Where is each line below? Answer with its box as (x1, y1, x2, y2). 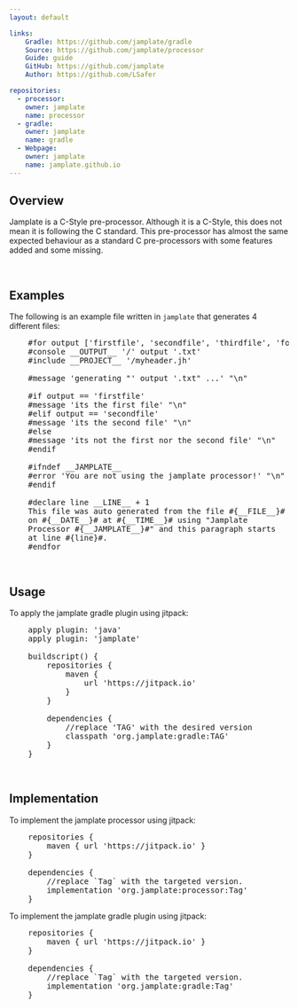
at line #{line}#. (27, 533, 108, 543)
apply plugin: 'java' (27, 625, 122, 635)
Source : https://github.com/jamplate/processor (25, 45, 204, 54)
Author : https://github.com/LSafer (25, 70, 157, 80)
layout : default (9, 12, 69, 22)
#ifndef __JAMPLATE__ (27, 462, 122, 473)
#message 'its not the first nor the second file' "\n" (27, 435, 277, 446)
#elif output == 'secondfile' (27, 409, 160, 419)
